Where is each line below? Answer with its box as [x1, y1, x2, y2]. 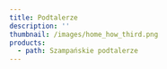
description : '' [9, 22, 70, 30]
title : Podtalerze [9, 13, 78, 22]
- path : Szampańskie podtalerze [17, 47, 139, 56]
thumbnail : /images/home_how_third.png [9, 30, 159, 39]
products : [9, 38, 47, 47]
